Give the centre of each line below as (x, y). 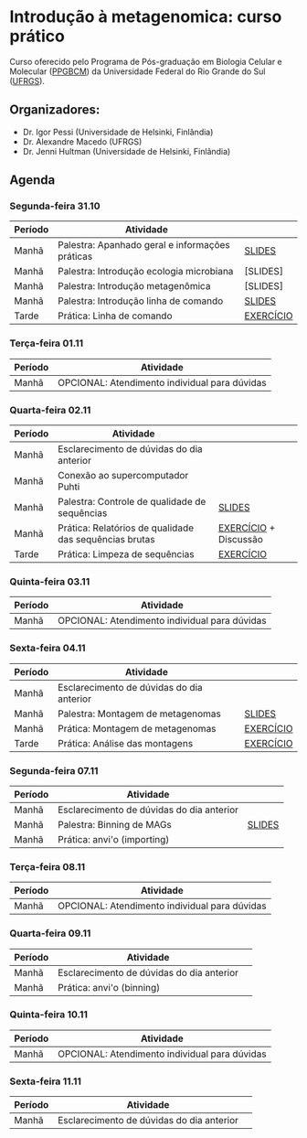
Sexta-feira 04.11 (48, 649)
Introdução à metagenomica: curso (146, 17)
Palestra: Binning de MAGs (115, 824)
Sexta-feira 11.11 (46, 1081)
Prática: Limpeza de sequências (126, 554)
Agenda (32, 180)
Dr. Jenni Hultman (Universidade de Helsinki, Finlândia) (127, 151)
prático (37, 36)
